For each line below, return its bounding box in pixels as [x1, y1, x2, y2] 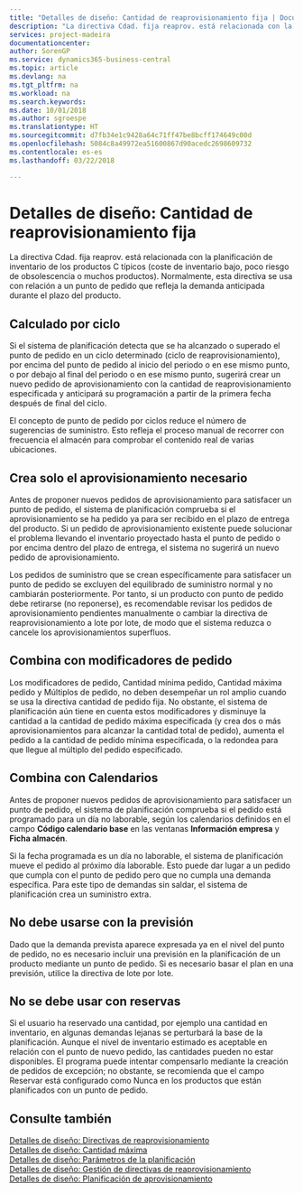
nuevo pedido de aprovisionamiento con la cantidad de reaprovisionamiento [9, 378, 291, 389]
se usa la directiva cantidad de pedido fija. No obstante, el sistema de [9, 696, 268, 707]
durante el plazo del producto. [9, 290, 122, 301]
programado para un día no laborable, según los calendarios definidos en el [9, 814, 291, 825]
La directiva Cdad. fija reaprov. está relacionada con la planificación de [9, 252, 273, 263]
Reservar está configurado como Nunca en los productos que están [9, 1076, 262, 1086]
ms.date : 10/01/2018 [9, 106, 87, 115]
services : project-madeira [9, 30, 111, 39]
